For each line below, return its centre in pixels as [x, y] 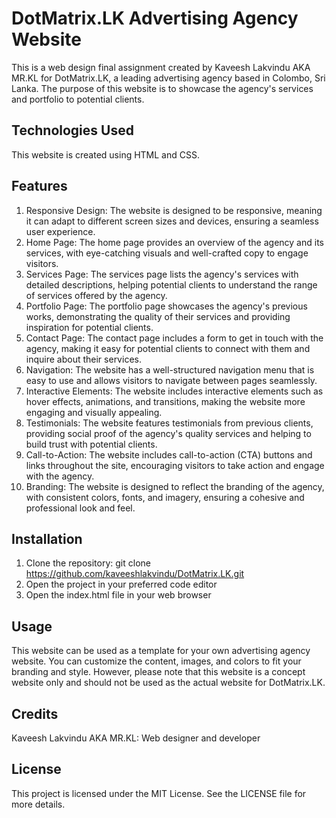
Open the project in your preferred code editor [121, 584]
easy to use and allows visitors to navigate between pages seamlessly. [171, 380]
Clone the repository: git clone [88, 563]
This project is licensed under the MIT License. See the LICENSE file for [159, 793]
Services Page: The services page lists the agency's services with [162, 274]
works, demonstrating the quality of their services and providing [158, 316]
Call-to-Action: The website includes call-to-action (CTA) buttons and [169, 454]
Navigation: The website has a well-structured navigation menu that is [170, 369]
